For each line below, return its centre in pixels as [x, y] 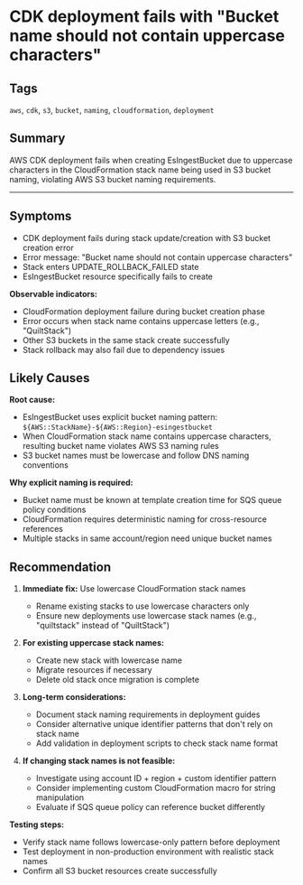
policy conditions [54, 510]
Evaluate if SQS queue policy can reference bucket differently [151, 807]
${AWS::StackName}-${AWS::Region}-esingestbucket [118, 428]
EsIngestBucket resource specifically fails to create [118, 276]
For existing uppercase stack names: [93, 643]
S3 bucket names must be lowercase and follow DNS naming [136, 456]
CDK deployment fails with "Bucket [144, 17]
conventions [46, 465]
